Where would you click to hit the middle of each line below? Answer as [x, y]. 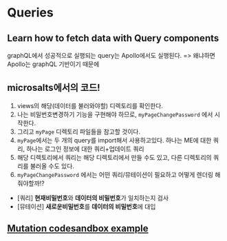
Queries [30, 13]
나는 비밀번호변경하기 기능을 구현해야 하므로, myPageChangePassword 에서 [115, 114]
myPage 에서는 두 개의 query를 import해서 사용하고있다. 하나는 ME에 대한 [114, 140]
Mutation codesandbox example [78, 229]
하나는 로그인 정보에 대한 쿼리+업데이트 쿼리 [85, 149]
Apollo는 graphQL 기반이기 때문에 [53, 64]
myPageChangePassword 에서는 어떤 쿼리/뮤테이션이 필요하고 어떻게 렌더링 [115, 174]
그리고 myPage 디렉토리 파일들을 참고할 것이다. [79, 132]
